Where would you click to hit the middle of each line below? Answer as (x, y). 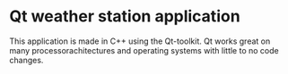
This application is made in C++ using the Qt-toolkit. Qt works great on (140, 41)
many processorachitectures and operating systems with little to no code (144, 50)
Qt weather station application (125, 16)
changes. (26, 60)
